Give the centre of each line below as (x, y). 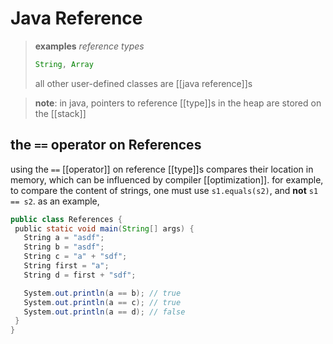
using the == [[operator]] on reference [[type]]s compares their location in (162, 169)
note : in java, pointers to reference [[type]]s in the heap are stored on (178, 103)
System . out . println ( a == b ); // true (102, 293)
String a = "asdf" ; (64, 238)
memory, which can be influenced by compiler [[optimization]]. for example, (167, 179)
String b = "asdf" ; (64, 247)
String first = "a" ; (66, 266)
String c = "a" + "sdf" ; (75, 257)
